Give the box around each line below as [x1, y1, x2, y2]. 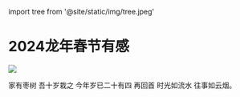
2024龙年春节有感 [8, 38, 130, 55]
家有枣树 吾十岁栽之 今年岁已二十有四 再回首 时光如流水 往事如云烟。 [8, 80, 237, 90]
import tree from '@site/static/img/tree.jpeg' [8, 7, 155, 16]
